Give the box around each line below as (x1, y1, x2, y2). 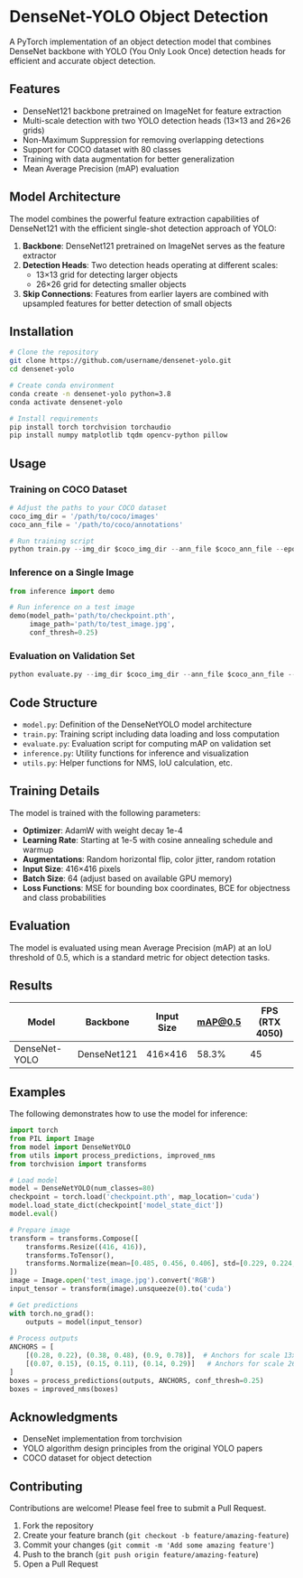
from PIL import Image (9, 1135, 95, 1144)
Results (9, 978, 53, 993)
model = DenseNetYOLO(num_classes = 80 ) (9, 1184, 155, 1193)
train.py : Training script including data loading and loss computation (22, 729, 280, 739)
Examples (9, 1084, 66, 1100)
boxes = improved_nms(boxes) (9, 1384, 119, 1394)
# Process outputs (9, 1334, 78, 1343)
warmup (22, 844, 54, 855)
